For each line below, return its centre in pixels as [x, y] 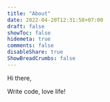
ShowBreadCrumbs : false [42, 59]
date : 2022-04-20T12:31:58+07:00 [55, 20]
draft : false [26, 26]
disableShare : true [35, 52]
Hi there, [19, 78]
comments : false [30, 45]
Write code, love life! [36, 91]
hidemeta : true [29, 39]
